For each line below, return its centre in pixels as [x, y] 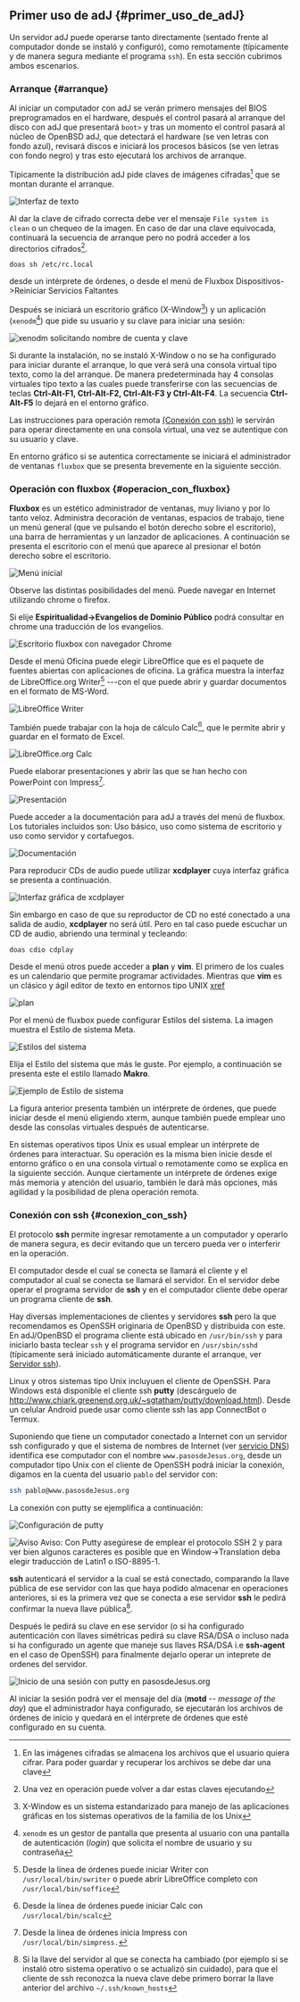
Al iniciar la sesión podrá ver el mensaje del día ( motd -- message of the [142, 1698]
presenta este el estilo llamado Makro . [79, 1073]
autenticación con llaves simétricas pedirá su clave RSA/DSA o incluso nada [149, 1635]
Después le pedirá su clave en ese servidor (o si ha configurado [127, 1626]
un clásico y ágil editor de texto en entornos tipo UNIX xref [117, 985]
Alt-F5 [21, 403]
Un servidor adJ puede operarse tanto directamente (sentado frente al [139, 37]
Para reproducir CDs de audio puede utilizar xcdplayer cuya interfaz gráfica [149, 870]
